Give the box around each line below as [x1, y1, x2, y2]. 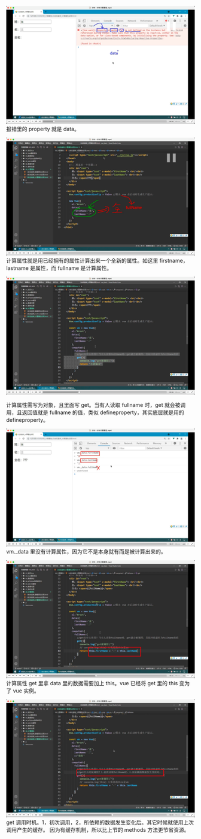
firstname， [159, 257, 188, 264]
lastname [6, 265, 29, 272]
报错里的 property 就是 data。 [6, 126, 80, 132]
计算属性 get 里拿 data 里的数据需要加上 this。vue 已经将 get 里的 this [6, 680, 178, 686]
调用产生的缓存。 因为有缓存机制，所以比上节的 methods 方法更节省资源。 [6, 826, 190, 833]
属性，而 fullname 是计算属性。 [35, 265, 112, 272]
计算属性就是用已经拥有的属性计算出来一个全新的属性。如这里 [6, 257, 159, 264]
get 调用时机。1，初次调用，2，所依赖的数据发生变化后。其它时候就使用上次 [6, 819, 194, 826]
